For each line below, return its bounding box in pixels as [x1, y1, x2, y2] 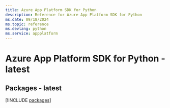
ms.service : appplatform [5, 31, 58, 36]
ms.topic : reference [5, 21, 49, 27]
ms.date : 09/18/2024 [5, 17, 49, 22]
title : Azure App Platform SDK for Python [5, 7, 97, 13]
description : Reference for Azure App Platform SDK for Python [5, 12, 143, 17]
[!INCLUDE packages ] [5, 97, 51, 103]
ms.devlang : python [5, 26, 47, 31]
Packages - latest [5, 84, 62, 92]
